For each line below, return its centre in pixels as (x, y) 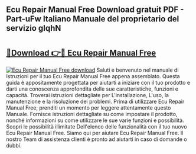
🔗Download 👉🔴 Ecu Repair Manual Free (81, 53)
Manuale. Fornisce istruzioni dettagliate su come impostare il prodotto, (92, 114)
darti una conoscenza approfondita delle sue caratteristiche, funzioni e (92, 89)
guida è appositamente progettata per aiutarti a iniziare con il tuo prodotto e (98, 83)
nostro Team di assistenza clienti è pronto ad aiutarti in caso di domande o (97, 139)
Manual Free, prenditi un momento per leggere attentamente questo (89, 108)
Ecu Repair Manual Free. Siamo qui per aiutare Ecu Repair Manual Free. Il (95, 133)
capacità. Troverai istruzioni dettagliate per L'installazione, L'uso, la (88, 95)
